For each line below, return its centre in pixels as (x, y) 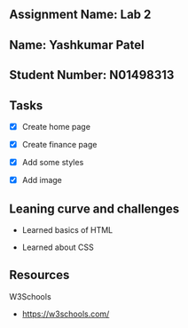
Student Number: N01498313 (92, 75)
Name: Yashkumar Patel (77, 45)
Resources (39, 275)
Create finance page (59, 145)
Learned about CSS (58, 247)
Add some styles (53, 163)
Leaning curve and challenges (94, 208)
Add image (42, 180)
